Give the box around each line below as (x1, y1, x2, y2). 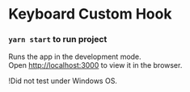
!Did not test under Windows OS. (8, 76, 117, 86)
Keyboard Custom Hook (8, 5, 172, 23)
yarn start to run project (8, 34, 108, 45)
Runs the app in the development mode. (8, 52, 141, 61)
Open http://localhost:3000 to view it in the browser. (8, 61, 183, 70)
